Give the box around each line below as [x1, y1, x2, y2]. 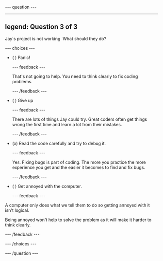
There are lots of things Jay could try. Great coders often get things [12, 116, 147, 122]
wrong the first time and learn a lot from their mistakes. [12, 121, 122, 127]
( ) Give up [12, 97, 33, 103]
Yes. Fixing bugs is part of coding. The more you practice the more [12, 159, 146, 165]
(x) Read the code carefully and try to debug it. [12, 140, 106, 146]
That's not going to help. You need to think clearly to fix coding [12, 73, 138, 79]
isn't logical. [5, 207, 29, 213]
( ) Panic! [12, 55, 31, 60]
